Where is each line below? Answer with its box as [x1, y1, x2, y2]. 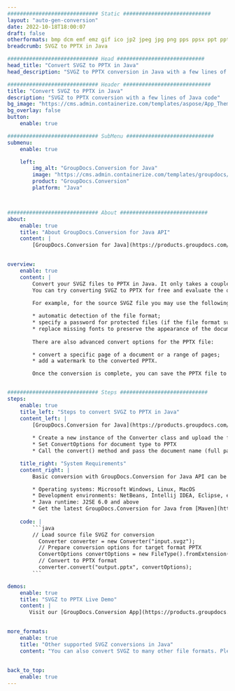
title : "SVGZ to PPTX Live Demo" [20, 596, 117, 603]
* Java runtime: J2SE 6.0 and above [32, 499, 139, 506]
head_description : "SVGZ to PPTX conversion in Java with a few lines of [7, 68, 227, 76]
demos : [7, 583, 27, 590]
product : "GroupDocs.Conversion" [32, 178, 130, 185]
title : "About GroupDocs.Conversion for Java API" [20, 229, 171, 236]
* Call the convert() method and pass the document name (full [32, 448, 220, 455]
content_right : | [20, 466, 71, 473]
